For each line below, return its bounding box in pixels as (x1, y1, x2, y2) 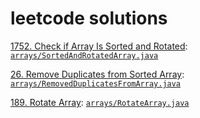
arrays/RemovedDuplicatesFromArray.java (10, 78, 182, 89)
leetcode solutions (10, 7, 168, 30)
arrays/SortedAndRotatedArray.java (10, 50, 159, 61)
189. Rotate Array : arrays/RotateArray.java (10, 96, 190, 108)
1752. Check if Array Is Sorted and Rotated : (10, 40, 188, 52)
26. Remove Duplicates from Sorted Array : (10, 68, 185, 80)
